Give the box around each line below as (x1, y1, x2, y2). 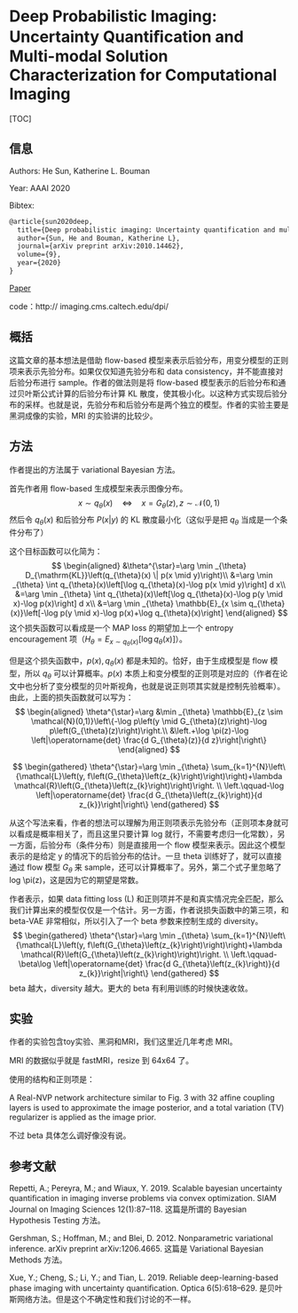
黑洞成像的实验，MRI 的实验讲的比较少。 (9, 410, 158, 421)
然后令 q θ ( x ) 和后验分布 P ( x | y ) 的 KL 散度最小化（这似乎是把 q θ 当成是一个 (9, 514, 280, 528)
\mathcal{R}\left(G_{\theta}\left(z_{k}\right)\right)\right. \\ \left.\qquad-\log (13, 780, 285, 791)
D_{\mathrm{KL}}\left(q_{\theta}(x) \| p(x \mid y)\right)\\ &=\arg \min (25, 570, 273, 581)
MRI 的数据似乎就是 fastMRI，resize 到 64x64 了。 (9, 1055, 194, 1066)
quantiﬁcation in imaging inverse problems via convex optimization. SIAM (9, 1193, 277, 1204)
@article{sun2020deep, (9, 217, 93, 226)
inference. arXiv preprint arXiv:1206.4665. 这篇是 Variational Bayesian (9, 1244, 264, 1254)
